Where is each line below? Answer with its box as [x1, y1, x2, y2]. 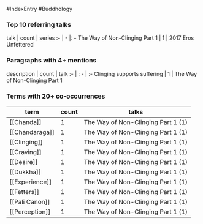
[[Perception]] [9, 207, 51, 216]
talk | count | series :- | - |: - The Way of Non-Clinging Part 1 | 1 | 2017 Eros [6, 34, 194, 42]
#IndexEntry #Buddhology [6, 6, 72, 12]
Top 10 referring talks [6, 20, 72, 29]
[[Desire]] [9, 157, 38, 166]
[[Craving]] [9, 147, 42, 156]
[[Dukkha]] [9, 168, 42, 176]
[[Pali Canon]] [9, 197, 50, 206]
